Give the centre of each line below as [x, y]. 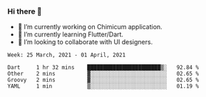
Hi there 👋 [25, 11]
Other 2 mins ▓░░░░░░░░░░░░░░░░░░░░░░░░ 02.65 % [103, 74]
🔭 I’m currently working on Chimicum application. [90, 27]
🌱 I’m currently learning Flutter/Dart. [70, 34]
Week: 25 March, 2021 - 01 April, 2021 [67, 55]
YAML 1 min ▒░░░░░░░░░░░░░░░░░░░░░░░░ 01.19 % [103, 86]
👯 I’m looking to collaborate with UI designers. [85, 42]
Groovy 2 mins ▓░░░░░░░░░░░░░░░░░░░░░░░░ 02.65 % [103, 80]
